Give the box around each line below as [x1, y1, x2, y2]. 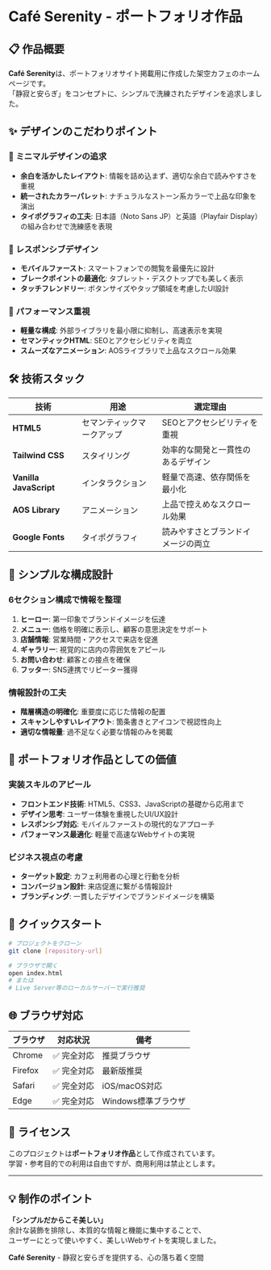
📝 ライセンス [8, 1125, 71, 1139]
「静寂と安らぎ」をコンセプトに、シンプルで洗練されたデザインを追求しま [8, 89, 256, 98]
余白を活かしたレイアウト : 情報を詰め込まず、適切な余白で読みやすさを [19, 170, 257, 180]
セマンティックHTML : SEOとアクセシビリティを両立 [19, 336, 193, 346]
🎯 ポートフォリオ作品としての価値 [8, 753, 177, 767]
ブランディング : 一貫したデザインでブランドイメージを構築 [19, 892, 215, 902]
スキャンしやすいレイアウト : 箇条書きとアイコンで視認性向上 [19, 717, 222, 727]
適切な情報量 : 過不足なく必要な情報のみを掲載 [19, 727, 173, 737]
